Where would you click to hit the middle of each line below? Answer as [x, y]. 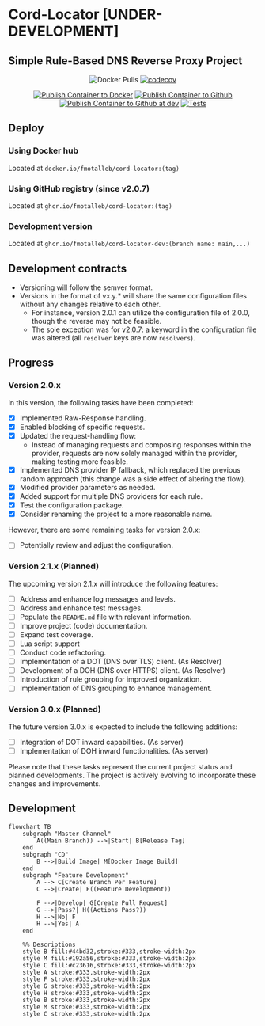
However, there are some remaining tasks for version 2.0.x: [104, 530]
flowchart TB [30, 826]
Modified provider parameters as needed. [87, 488]
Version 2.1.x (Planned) [54, 566]
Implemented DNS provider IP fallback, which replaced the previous [130, 469]
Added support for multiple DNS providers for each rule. [111, 496]
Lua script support [50, 644]
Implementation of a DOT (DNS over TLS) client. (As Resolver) [121, 662]
